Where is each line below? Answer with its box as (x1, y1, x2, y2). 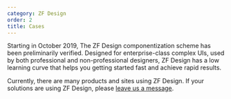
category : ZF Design (7, 10, 67, 17)
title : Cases (7, 23, 45, 30)
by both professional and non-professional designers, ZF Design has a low (7, 56, 220, 65)
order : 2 (7, 16, 33, 23)
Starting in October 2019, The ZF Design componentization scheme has (7, 42, 211, 50)
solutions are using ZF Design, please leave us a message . (7, 84, 174, 93)
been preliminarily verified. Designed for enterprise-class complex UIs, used (7, 49, 225, 57)
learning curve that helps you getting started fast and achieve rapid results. (7, 63, 222, 72)
